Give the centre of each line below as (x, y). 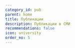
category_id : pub (23, 10)
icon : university (23, 33)
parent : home (19, 14)
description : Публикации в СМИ (38, 24)
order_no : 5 (17, 38)
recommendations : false (30, 28)
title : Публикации (24, 19)
